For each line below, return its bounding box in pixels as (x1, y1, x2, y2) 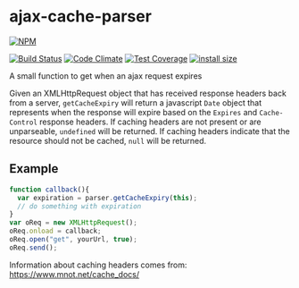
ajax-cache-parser (9, 6, 152, 27)
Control (9, 118, 38, 127)
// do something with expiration (17, 201, 142, 211)
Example (9, 161, 59, 176)
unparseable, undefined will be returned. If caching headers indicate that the (9, 125, 290, 136)
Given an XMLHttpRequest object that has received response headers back (9, 88, 287, 98)
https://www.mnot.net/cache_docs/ (9, 268, 140, 279)
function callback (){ (9, 185, 90, 194)
